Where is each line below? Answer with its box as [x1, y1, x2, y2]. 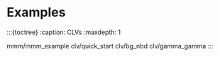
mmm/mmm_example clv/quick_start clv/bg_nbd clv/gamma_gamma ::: [6, 41, 214, 50]
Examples [6, 4, 66, 21]
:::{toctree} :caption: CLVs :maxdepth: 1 [6, 28, 121, 36]
